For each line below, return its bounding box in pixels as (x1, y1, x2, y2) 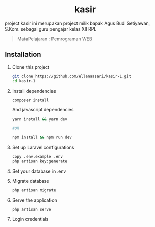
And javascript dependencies (12, 107, 74, 113)
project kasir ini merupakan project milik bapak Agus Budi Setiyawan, (5, 20, 150, 26)
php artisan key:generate (12, 159, 67, 164)
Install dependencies (12, 88, 57, 94)
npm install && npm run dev (12, 135, 72, 140)
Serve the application (12, 197, 57, 203)
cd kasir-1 (12, 78, 36, 83)
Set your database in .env (12, 168, 66, 174)
